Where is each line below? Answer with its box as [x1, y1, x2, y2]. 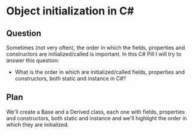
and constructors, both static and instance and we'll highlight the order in [6, 114, 187, 121]
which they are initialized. [6, 121, 69, 128]
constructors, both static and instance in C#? [14, 75, 126, 82]
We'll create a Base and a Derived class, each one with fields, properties [6, 108, 185, 115]
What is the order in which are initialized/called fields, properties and [14, 69, 185, 76]
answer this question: [6, 57, 59, 64]
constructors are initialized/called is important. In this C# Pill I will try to [6, 50, 182, 58]
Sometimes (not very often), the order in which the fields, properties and [6, 44, 185, 51]
